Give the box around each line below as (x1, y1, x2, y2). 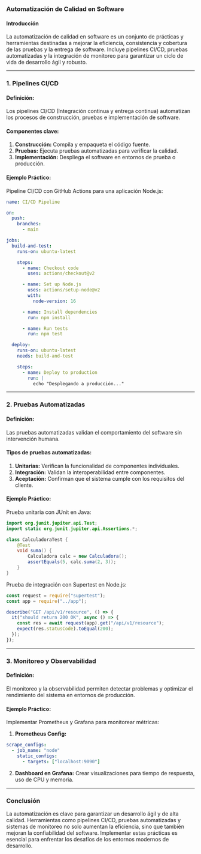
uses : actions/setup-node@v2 (28, 287, 100, 293)
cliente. (14, 481, 33, 489)
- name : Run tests (22, 325, 68, 332)
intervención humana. (6, 435, 60, 442)
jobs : (6, 237, 20, 243)
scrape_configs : (6, 742, 47, 748)
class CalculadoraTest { (6, 537, 68, 543)
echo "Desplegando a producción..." (32, 380, 124, 386)
